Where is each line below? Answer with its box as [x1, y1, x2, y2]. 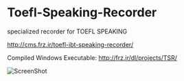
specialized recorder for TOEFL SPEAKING [7, 27, 128, 35]
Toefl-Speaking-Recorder [7, 5, 157, 20]
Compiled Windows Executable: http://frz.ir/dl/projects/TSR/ [7, 53, 177, 62]
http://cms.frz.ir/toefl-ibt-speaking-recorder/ [7, 40, 134, 48]
